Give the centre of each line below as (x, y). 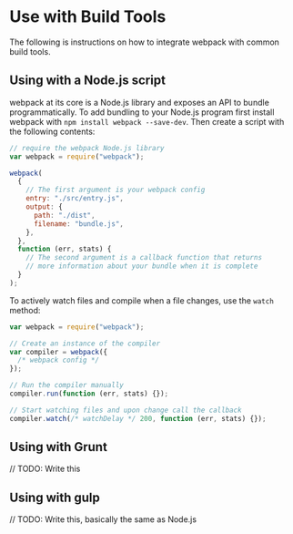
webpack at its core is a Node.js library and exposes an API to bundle (140, 102)
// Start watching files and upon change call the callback (126, 410)
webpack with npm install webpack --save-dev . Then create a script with (147, 121)
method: (25, 310)
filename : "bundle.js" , (79, 224)
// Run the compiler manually (67, 385)
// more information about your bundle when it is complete (142, 266)
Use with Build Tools (88, 17)
